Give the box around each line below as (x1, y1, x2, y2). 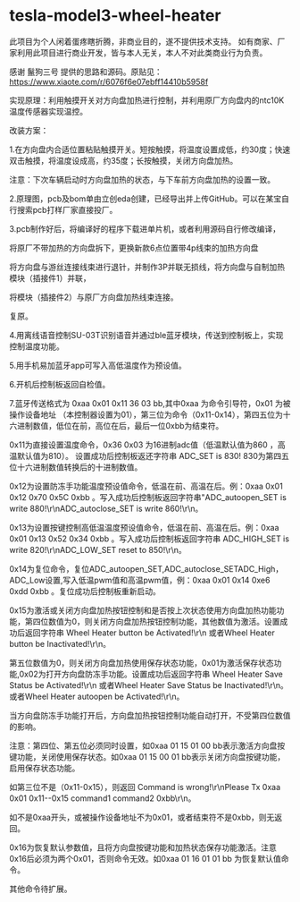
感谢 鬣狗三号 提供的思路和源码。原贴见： (9, 66, 162, 77)
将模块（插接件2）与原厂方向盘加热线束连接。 (9, 292, 179, 302)
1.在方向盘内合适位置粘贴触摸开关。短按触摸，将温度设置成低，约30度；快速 (9, 144, 291, 155)
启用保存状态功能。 (9, 762, 80, 773)
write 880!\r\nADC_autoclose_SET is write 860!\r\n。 (9, 503, 204, 514)
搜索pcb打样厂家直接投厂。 (16, 204, 118, 215)
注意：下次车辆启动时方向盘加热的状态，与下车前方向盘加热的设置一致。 (9, 174, 275, 184)
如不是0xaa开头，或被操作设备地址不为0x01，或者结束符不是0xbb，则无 (9, 812, 275, 822)
